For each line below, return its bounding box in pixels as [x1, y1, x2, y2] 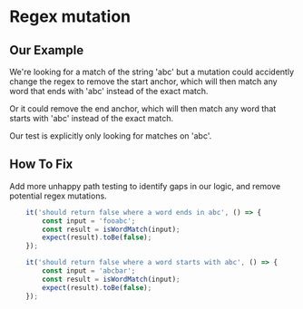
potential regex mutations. [9, 190, 107, 201]
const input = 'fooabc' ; [42, 216, 136, 226]
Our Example [9, 43, 84, 58]
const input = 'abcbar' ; [42, 266, 136, 275]
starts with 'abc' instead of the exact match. [9, 113, 174, 123]
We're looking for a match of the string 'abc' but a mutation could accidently [9, 66, 295, 77]
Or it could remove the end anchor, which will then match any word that [9, 103, 277, 114]
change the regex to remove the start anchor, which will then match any [9, 76, 279, 87]
